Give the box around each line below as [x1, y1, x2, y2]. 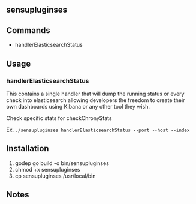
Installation [6, 143, 49, 154]
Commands [6, 25, 51, 35]
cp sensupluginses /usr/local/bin [14, 172, 96, 179]
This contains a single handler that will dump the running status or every [6, 90, 185, 97]
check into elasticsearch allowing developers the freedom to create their [6, 96, 185, 104]
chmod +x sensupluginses [14, 166, 80, 173]
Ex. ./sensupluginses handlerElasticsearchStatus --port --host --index [6, 126, 190, 133]
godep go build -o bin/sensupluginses [14, 159, 110, 167]
